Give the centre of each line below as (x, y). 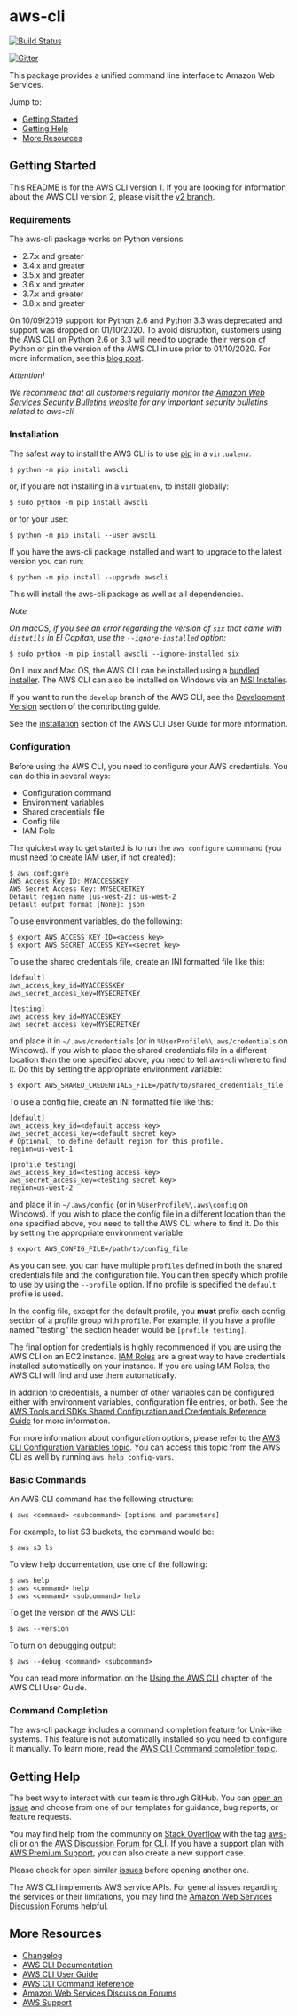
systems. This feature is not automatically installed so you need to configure (148, 1739)
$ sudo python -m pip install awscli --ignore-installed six (125, 654)
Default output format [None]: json (77, 904)
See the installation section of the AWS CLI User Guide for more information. (148, 724)
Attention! (27, 375)
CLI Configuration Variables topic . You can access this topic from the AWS (145, 1447)
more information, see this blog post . (76, 358)
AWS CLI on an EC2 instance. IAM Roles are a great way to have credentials (148, 1356)
